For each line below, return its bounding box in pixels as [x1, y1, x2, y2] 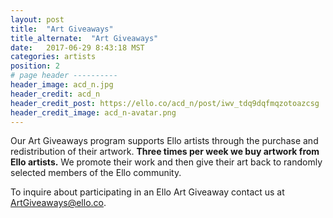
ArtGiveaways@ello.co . [10, 197, 107, 209]
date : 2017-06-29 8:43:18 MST [10, 42, 145, 53]
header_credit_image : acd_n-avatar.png [10, 107, 177, 118]
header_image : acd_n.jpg [10, 80, 114, 90]
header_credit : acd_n [10, 89, 101, 99]
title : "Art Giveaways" [10, 24, 114, 34]
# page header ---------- [10, 71, 118, 81]
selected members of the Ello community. [10, 167, 182, 179]
